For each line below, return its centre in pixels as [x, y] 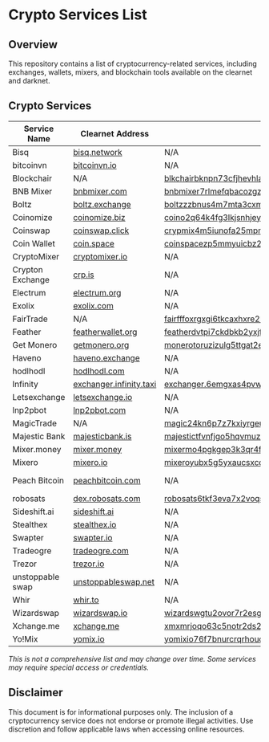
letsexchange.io [103, 397]
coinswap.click [101, 230]
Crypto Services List [78, 15]
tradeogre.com [101, 550]
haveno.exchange [106, 357]
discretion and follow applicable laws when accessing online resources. [126, 729]
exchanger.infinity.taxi [115, 384]
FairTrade [30, 319]
